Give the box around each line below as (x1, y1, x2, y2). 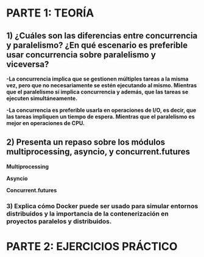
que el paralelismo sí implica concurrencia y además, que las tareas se (6, 89, 189, 95)
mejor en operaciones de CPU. (6, 120, 85, 126)
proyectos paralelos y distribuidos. (6, 217, 112, 225)
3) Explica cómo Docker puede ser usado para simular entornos (6, 201, 199, 210)
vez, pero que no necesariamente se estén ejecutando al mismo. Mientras (6, 82, 197, 89)
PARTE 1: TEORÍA (6, 6, 94, 20)
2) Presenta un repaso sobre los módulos (6, 137, 166, 148)
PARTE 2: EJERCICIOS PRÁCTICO (6, 239, 178, 253)
